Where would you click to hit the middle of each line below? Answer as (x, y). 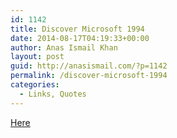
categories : (35, 85)
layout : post (37, 57)
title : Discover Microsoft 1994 (77, 29)
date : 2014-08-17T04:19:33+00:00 (80, 38)
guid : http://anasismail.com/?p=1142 (89, 66)
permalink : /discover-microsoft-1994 (89, 76)
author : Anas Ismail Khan (64, 47)
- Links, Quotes (53, 94)
